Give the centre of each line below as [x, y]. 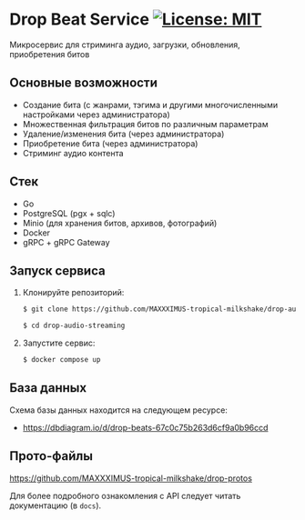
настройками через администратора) [96, 115]
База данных [48, 388]
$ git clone [45, 309]
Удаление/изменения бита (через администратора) [123, 134]
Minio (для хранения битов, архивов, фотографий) [120, 223]
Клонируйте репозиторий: [73, 293]
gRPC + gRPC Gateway [66, 242]
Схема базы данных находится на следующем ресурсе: [118, 410]
